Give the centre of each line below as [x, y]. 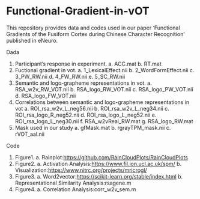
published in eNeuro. [32, 40]
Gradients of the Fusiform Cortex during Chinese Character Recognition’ [95, 34]
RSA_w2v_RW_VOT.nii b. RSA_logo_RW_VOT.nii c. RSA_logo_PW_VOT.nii [104, 89]
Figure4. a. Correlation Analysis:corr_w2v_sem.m [75, 189]
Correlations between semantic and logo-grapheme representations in [102, 102]
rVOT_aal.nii [30, 134]
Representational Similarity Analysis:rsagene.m [73, 183]
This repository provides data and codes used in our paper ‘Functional [93, 28]
